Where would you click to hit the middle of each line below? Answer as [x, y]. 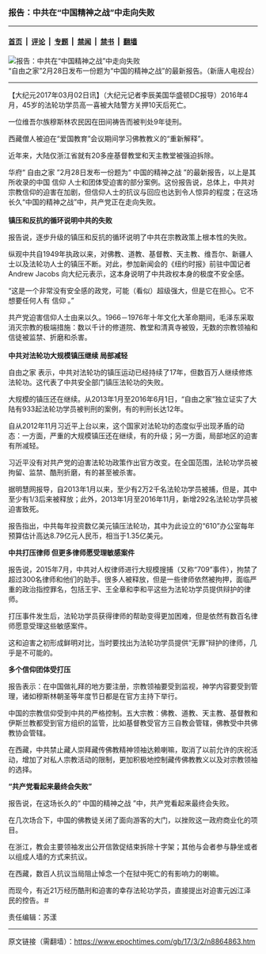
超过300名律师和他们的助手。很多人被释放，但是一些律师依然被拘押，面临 [129, 579]
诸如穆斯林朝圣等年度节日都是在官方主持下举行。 [102, 696]
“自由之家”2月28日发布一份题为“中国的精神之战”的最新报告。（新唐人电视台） [133, 71]
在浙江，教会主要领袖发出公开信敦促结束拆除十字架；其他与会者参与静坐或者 [133, 846]
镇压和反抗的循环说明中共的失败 [60, 220]
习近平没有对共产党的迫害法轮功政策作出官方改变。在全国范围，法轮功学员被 [133, 462]
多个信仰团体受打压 [40, 669]
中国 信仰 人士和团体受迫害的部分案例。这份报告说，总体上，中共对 [145, 182]
